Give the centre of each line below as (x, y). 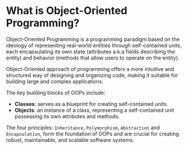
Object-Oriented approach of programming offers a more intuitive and (90, 69)
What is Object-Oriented (67, 11)
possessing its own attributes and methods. (67, 116)
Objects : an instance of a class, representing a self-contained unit (94, 110)
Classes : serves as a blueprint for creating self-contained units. (91, 104)
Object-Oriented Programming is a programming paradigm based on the (93, 39)
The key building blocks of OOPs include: (56, 93)
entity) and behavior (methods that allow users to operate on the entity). (93, 58)
